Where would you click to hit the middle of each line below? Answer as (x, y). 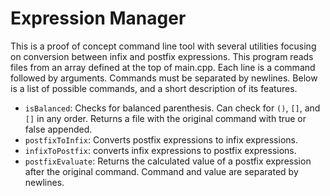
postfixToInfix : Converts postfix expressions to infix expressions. (161, 139)
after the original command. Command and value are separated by (161, 171)
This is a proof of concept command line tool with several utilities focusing (163, 46)
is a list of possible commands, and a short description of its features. (154, 88)
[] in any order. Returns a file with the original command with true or (165, 118)
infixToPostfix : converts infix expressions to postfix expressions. (160, 150)
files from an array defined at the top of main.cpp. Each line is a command (163, 67)
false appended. (58, 129)
